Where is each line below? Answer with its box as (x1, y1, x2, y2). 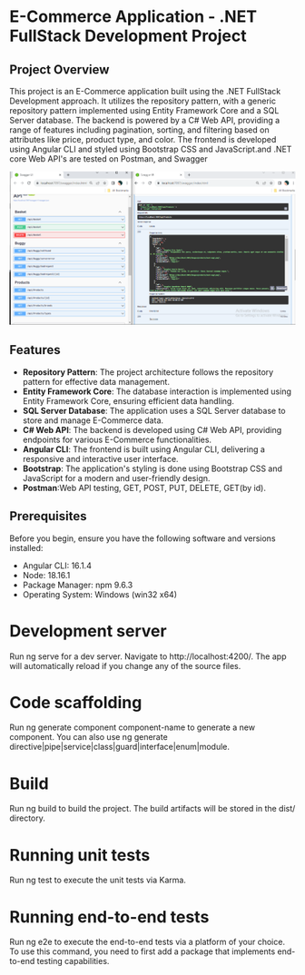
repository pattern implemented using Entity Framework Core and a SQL (9, 105, 280, 115)
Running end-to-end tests (9, 906, 210, 927)
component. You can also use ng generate (9, 732, 168, 743)
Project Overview (9, 62, 110, 77)
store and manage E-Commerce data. (22, 415, 164, 426)
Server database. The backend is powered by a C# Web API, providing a (9, 115, 280, 125)
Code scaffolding (9, 692, 143, 713)
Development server (9, 620, 167, 641)
